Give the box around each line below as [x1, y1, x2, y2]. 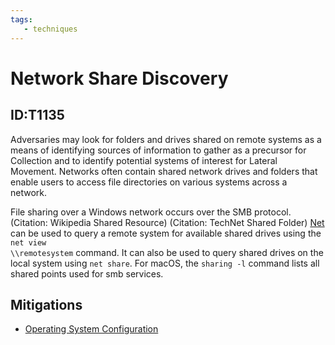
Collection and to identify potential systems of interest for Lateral [10, 154, 278, 166]
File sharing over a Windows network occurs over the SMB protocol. [10, 206, 292, 218]
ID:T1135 [10, 107, 65, 124]
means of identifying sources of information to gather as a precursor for [10, 144, 307, 156]
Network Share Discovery [10, 67, 229, 90]
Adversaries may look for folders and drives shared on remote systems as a [10, 133, 322, 145]
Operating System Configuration [24, 323, 159, 335]
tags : [10, 14, 33, 25]
